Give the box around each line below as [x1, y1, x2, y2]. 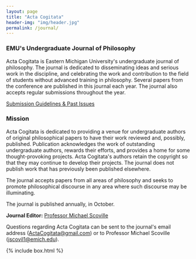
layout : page [6, 8, 38, 15]
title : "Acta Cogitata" [6, 14, 64, 20]
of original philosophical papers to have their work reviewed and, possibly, [6, 134, 185, 141]
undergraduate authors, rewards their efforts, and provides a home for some [6, 146, 190, 154]
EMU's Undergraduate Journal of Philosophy [6, 45, 136, 53]
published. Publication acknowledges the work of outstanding [6, 140, 155, 147]
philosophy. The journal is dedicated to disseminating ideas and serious [6, 64, 179, 71]
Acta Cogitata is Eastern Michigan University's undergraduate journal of [6, 57, 180, 64]
